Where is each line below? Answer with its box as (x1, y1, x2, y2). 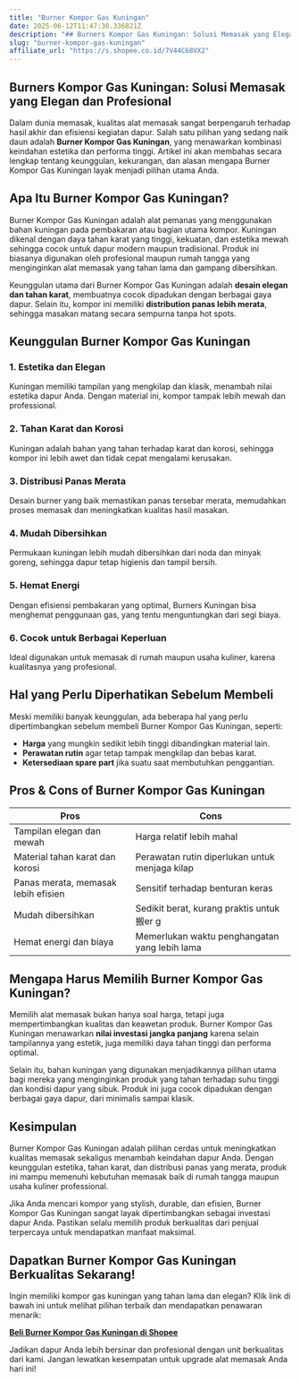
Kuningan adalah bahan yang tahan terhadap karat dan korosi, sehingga (9, 442, 274, 453)
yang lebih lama (135, 941, 202, 954)
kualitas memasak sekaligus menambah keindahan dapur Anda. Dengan (9, 1153, 274, 1163)
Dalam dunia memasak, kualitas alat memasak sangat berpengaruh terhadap (9, 117, 291, 128)
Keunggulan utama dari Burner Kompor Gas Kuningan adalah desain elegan (9, 279, 288, 290)
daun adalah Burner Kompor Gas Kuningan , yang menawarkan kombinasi (9, 136, 282, 147)
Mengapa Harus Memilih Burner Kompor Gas (9, 971, 263, 986)
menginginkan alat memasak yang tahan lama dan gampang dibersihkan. (9, 262, 279, 273)
